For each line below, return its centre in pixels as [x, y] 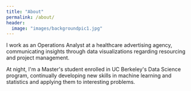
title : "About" [25, 12]
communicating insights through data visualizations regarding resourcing [96, 52]
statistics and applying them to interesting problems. [71, 82]
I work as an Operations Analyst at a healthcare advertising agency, [89, 45]
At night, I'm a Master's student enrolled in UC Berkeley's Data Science [93, 70]
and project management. [38, 58]
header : [16, 23]
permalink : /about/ [30, 17]
